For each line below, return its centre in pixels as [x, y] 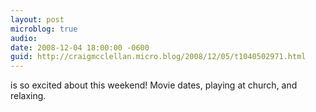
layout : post [37, 19]
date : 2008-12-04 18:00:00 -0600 [80, 47]
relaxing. [28, 96]
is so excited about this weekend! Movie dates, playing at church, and [154, 85]
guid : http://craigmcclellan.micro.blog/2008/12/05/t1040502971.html [158, 57]
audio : [24, 38]
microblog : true [44, 29]
